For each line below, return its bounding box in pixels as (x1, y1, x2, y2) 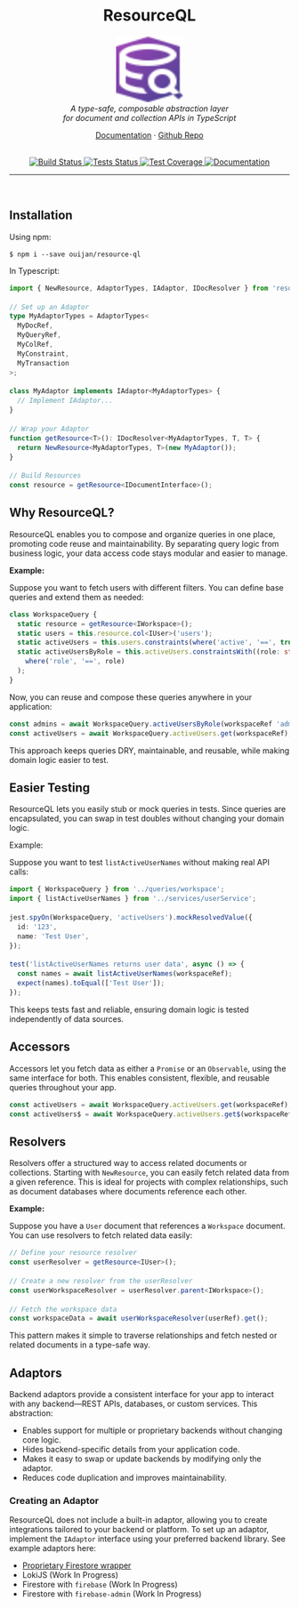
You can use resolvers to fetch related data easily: (9, 1230, 193, 1241)
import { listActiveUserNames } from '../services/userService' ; (9, 895, 256, 904)
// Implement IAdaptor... (17, 397, 114, 406)
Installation (9, 208, 73, 223)
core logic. (21, 1435, 62, 1445)
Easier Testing (9, 780, 91, 795)
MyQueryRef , (17, 331, 62, 340)
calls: (9, 866, 29, 877)
